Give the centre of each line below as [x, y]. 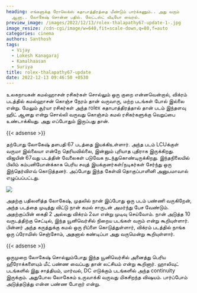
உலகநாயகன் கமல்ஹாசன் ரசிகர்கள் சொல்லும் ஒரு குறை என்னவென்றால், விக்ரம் [97, 95]
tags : [13, 45]
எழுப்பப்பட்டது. [23, 178]
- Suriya [22, 67]
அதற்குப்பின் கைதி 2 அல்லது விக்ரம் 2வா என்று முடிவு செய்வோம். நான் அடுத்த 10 [98, 214]
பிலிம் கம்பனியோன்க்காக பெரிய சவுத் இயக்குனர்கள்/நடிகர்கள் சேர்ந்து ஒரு [89, 165]
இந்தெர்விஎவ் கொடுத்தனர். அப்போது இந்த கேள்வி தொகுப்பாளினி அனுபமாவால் [97, 171]
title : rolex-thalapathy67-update [49, 72]
